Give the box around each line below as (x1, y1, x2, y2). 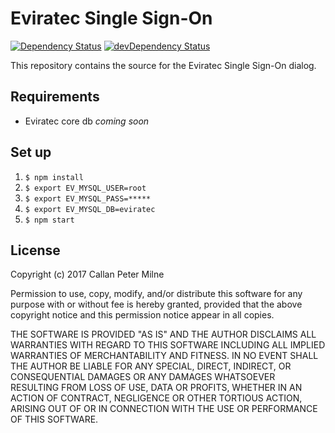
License (10, 242, 61, 259)
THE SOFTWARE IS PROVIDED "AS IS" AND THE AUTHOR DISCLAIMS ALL (10, 328, 317, 341)
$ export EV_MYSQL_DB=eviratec (24, 204, 156, 214)
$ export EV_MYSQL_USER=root (24, 183, 147, 193)
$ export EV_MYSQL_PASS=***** (24, 193, 152, 204)
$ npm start (24, 215, 75, 225)
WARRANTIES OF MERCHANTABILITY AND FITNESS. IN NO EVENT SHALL (10, 350, 319, 362)
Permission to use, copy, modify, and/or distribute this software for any (10, 288, 303, 300)
